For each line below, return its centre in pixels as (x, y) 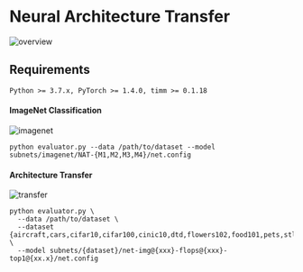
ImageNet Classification (55, 111)
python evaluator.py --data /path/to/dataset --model (113, 147)
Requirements (50, 70)
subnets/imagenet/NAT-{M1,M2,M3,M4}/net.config (101, 155)
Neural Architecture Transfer (120, 17)
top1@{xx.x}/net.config (54, 258)
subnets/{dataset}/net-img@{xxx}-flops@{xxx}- (138, 251)
